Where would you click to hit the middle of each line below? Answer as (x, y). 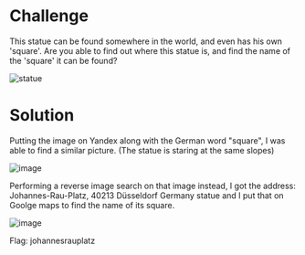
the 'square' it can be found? (63, 60)
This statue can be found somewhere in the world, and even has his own (146, 41)
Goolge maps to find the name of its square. (92, 205)
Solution (42, 116)
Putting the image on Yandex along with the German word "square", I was (147, 140)
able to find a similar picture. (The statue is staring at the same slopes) (142, 150)
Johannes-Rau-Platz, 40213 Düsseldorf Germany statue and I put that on (147, 195)
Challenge (49, 16)
